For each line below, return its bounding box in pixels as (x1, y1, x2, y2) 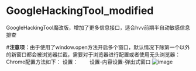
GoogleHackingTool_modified (6, 4, 154, 17)
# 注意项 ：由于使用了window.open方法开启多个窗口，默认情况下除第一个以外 (6, 44, 190, 51)
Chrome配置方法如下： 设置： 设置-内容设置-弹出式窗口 (6, 58, 151, 65)
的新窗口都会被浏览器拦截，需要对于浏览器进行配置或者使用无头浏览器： (6, 51, 180, 58)
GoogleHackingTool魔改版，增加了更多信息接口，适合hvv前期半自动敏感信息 (6, 24, 190, 31)
